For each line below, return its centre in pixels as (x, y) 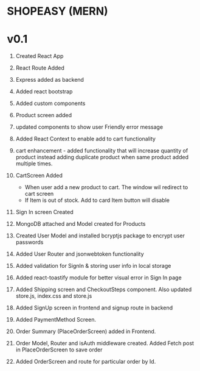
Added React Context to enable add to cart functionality (85, 139)
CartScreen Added (39, 176)
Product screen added (44, 115)
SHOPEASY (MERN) (57, 11)
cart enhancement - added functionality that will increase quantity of (102, 151)
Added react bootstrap (44, 92)
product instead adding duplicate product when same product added (102, 157)
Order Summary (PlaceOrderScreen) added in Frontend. (86, 331)
